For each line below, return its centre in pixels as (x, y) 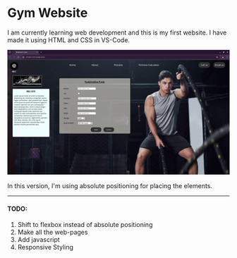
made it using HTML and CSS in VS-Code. (69, 39)
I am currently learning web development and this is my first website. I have (117, 32)
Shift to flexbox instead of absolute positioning (85, 224)
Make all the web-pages (53, 232)
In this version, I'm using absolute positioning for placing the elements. (110, 186)
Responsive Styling (45, 247)
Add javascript (38, 239)
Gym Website (48, 13)
